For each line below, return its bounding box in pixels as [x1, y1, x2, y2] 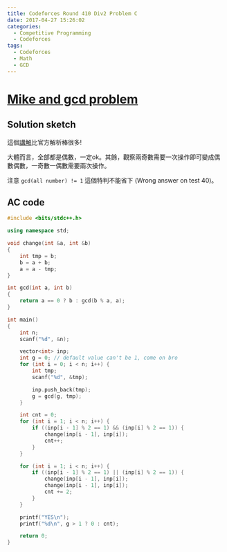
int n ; [19, 329, 39, 336]
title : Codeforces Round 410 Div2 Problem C [7, 10, 138, 17]
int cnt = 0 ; [19, 412, 57, 418]
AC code [7, 196, 45, 208]
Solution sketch [7, 119, 76, 131]
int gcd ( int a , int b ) [7, 284, 73, 291]
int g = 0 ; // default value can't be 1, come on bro [19, 354, 178, 362]
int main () [7, 316, 39, 323]
